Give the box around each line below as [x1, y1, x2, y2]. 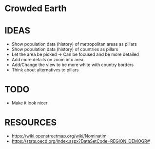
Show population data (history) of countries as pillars [11, 47, 118, 52]
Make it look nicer [11, 100, 48, 106]
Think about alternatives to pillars [11, 67, 79, 73]
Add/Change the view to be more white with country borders [11, 62, 134, 68]
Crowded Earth [4, 3, 67, 14]
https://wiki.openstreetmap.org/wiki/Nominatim [11, 133, 107, 139]
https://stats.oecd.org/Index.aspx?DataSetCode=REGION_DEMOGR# [11, 138, 150, 144]
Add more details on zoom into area [11, 57, 84, 63]
